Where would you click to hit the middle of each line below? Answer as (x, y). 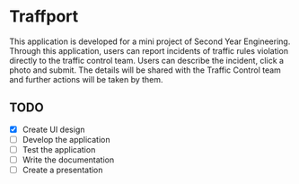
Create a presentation (62, 170)
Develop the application (66, 139)
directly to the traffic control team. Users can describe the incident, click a (147, 60)
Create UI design (53, 129)
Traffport (44, 17)
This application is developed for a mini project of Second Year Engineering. (150, 41)
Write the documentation (68, 160)
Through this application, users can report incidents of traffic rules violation (149, 50)
